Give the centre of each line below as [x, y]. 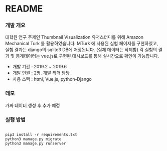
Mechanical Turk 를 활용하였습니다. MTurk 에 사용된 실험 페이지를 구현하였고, [82, 44]
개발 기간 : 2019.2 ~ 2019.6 [40, 67]
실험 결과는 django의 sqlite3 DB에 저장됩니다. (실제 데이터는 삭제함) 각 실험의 [81, 50]
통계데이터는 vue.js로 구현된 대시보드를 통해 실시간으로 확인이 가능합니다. [88, 56]
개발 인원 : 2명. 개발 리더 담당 [41, 73]
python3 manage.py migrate [33, 139]
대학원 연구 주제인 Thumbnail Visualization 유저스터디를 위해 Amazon [74, 37]
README [24, 9]
